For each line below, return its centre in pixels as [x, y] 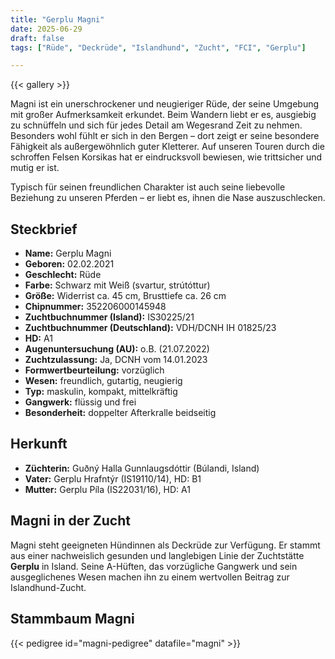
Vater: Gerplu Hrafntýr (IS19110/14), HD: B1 [113, 478]
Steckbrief [44, 229]
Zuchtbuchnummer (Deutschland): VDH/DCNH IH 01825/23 [150, 328]
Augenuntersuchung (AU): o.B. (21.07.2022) [117, 349]
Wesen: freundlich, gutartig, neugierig [103, 381]
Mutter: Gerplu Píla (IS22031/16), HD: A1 [107, 489]
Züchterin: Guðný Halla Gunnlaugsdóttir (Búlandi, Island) [142, 468]
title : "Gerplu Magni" [57, 19]
